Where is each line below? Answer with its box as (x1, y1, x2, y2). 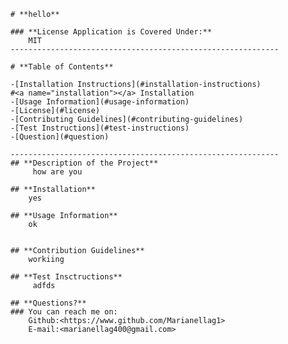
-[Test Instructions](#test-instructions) (10, 123, 190, 133)
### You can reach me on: (10, 307, 119, 317)
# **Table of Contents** (10, 62, 114, 72)
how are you (32, 167, 83, 177)
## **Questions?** (10, 298, 87, 308)
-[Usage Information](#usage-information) (10, 97, 190, 107)
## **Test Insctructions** (10, 272, 123, 282)
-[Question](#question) (10, 132, 110, 142)
